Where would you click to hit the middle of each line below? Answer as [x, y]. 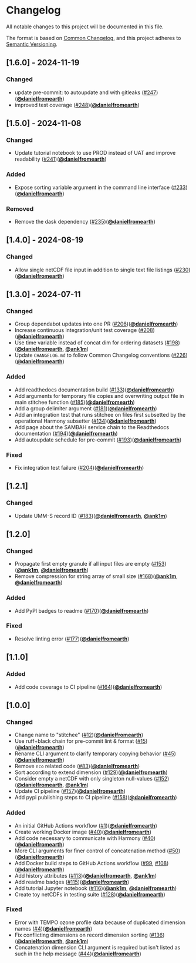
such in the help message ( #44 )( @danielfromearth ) [78, 954]
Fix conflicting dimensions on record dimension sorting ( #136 [89, 935]
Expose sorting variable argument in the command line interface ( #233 [100, 187]
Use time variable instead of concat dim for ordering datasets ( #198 [96, 343]
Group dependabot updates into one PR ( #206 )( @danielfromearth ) [96, 324]
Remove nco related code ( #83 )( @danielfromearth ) [77, 766]
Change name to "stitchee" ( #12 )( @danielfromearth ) [79, 735]
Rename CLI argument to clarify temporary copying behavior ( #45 [94, 753]
